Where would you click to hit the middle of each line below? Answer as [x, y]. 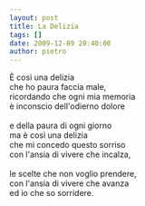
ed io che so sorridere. [52, 193]
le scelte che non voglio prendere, [73, 174]
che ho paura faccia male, [58, 87]
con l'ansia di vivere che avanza [69, 183]
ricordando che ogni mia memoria [72, 97]
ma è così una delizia [49, 135]
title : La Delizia [44, 26]
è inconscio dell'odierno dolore [67, 106]
